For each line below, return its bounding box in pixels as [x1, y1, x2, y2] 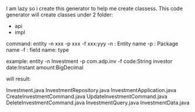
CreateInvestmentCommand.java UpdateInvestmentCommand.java [6, 93, 167, 100]
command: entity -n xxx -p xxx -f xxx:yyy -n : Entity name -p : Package [6, 40, 179, 47]
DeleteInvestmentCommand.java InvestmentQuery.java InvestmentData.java [6, 99, 190, 106]
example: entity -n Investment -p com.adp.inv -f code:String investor [6, 58, 173, 65]
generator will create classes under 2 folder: [6, 11, 113, 18]
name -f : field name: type [6, 46, 69, 53]
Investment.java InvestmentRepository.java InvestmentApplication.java [6, 87, 177, 93]
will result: [6, 76, 31, 82]
